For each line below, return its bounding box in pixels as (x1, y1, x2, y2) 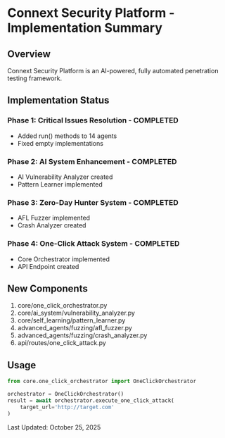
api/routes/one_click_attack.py (17, 339, 107, 347)
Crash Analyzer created (17, 221, 86, 230)
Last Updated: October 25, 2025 (7, 423, 101, 431)
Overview (7, 48, 51, 60)
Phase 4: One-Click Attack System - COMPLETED (7, 239, 180, 249)
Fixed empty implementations (17, 139, 104, 147)
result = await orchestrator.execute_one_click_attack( (7, 396, 174, 404)
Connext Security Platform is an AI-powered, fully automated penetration (7, 67, 219, 75)
